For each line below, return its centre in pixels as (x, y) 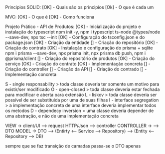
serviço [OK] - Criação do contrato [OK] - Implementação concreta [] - (78, 64)
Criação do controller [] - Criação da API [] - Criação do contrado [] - (76, 69)
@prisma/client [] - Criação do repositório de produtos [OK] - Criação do (80, 58)
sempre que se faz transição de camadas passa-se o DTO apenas (73, 146)
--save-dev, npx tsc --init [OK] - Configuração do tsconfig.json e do (75, 37)
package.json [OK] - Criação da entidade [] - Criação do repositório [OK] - (82, 42)
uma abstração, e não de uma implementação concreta (62, 116)
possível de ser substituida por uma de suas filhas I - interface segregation (82, 100)
